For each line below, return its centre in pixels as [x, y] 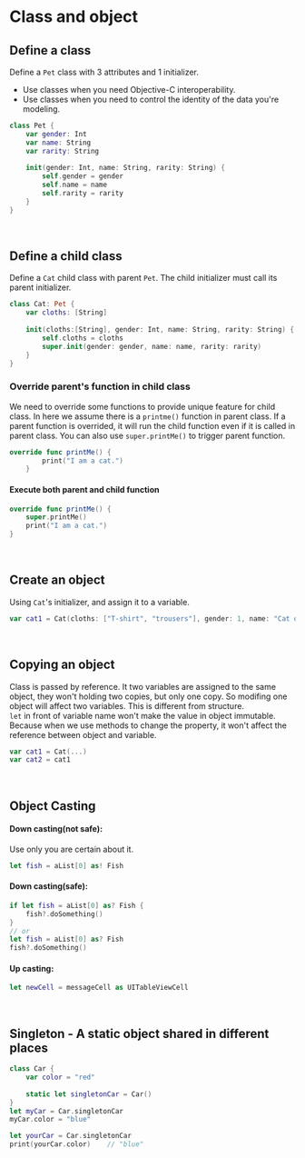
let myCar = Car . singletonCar [67, 1111]
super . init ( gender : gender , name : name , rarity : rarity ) [152, 346]
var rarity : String [63, 151]
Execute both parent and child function [84, 489]
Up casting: [32, 968]
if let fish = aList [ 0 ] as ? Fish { [77, 905]
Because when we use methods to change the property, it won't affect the [148, 725]
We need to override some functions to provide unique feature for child [143, 406]
